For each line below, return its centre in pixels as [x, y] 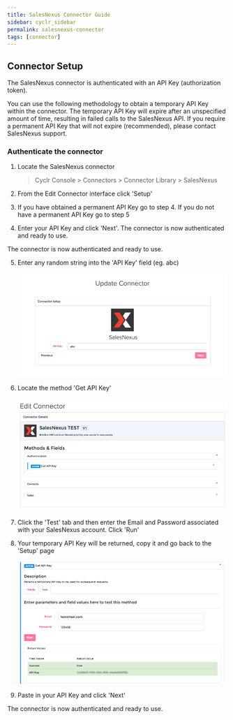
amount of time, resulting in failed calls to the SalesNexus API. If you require [116, 119]
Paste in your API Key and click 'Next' [71, 696]
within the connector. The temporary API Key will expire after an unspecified [117, 111]
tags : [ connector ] [34, 37]
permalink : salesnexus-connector [56, 29]
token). [17, 90]
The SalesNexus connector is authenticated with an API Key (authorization [114, 83]
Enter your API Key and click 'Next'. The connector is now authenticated [121, 228]
